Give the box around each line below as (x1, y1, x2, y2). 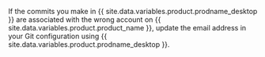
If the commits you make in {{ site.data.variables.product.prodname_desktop (8, 7, 258, 16)
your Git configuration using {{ (8, 31, 108, 41)
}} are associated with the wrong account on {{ (8, 15, 161, 24)
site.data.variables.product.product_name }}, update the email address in (8, 23, 247, 32)
